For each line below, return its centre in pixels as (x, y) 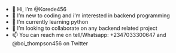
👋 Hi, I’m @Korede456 (39, 9)
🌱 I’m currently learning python (50, 22)
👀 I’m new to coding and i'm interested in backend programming (91, 15)
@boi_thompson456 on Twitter (50, 43)
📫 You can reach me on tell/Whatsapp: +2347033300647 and (89, 35)
